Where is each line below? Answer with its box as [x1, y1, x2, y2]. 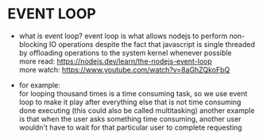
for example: [18, 80, 60, 90]
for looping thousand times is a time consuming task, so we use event [18, 88, 248, 98]
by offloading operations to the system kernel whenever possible [18, 48, 232, 57]
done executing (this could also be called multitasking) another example [18, 105, 255, 115]
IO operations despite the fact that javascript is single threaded [49, 39, 256, 49]
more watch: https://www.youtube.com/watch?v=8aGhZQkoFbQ [18, 64, 230, 74]
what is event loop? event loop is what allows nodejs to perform [18, 31, 228, 41]
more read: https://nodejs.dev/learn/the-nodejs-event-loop [18, 56, 212, 66]
